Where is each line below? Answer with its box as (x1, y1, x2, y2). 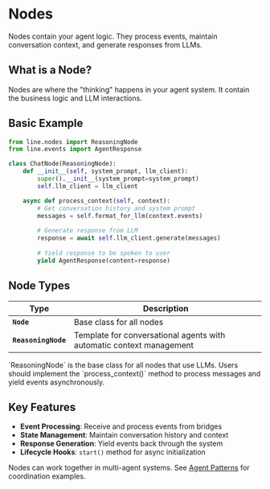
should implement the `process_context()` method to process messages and (8, 368, 261, 378)
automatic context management (73, 339, 194, 351)
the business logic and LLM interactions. (8, 93, 142, 103)
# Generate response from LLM (37, 227, 138, 235)
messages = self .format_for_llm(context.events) (37, 212, 203, 220)
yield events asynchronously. (8, 377, 105, 387)
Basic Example (8, 117, 84, 130)
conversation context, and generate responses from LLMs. (8, 39, 202, 49)
